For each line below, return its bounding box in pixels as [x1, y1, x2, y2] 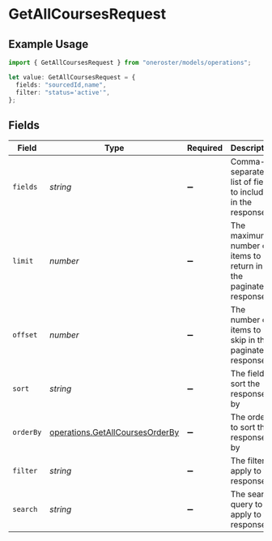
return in [230, 260, 263, 272]
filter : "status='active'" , [15, 88, 111, 97]
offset [12, 330, 38, 340]
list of [230, 176, 253, 187]
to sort [230, 422, 256, 433]
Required [187, 143, 223, 154]
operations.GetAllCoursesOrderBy [49, 427, 180, 438]
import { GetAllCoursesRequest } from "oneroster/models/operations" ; [8, 58, 252, 67]
